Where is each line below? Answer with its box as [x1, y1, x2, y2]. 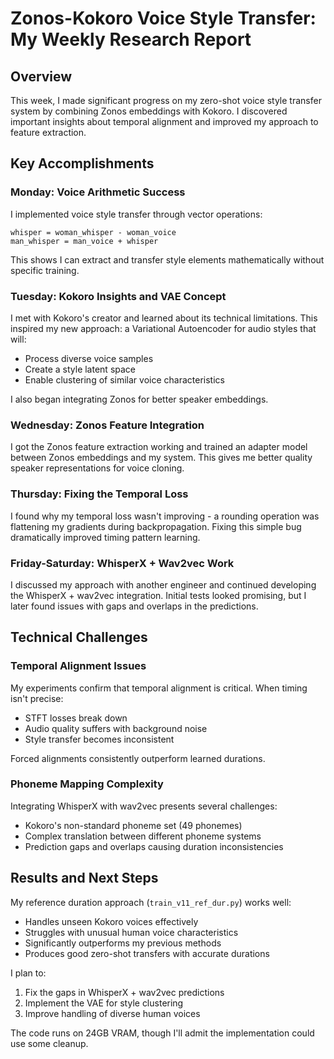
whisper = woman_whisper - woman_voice [10, 227, 177, 237]
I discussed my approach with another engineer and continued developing [10, 578, 317, 591]
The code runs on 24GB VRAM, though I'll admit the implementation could [10, 1027, 315, 1039]
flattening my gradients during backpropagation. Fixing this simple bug [10, 520, 302, 532]
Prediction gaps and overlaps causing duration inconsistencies [24, 840, 284, 852]
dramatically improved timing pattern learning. [10, 531, 201, 543]
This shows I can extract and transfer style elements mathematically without [10, 253, 325, 266]
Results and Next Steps [10, 870, 159, 887]
